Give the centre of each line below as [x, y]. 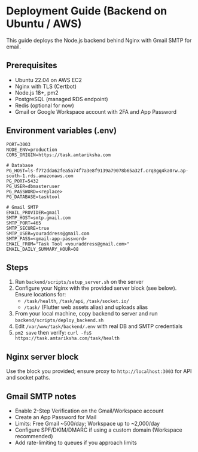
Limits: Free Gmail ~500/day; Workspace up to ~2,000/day [87, 424]
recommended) [34, 436]
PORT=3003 [19, 144]
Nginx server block [42, 357]
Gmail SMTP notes [41, 396]
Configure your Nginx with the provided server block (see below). [96, 288]
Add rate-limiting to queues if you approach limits [76, 442]
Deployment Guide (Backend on [87, 11]
